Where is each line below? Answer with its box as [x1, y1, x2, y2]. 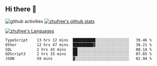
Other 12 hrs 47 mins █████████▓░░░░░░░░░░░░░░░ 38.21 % [5, 42, 152, 47]
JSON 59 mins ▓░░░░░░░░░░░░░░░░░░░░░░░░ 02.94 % [5, 56, 152, 61]
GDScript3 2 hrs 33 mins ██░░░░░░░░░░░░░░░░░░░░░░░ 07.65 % [5, 51, 152, 56]
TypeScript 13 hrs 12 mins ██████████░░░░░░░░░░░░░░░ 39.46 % [5, 37, 152, 42]
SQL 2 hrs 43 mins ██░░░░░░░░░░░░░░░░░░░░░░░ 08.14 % [5, 47, 152, 52]
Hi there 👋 [5, 5, 37, 13]
